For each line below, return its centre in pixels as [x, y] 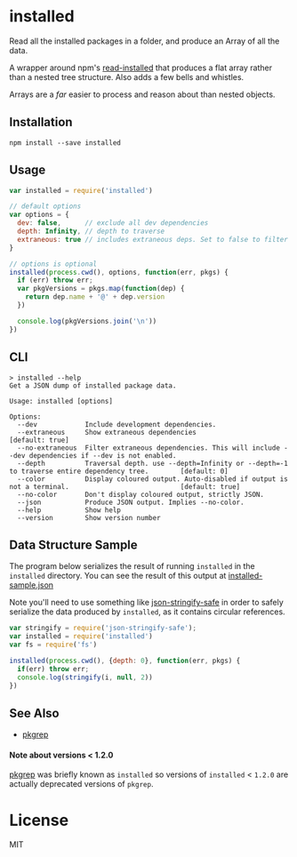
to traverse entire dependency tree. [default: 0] [119, 471]
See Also [34, 713]
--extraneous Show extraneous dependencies [107, 432]
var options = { [39, 215]
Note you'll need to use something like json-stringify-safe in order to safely [147, 603]
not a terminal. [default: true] [125, 486]
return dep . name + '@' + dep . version [95, 297]
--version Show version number [89, 517]
